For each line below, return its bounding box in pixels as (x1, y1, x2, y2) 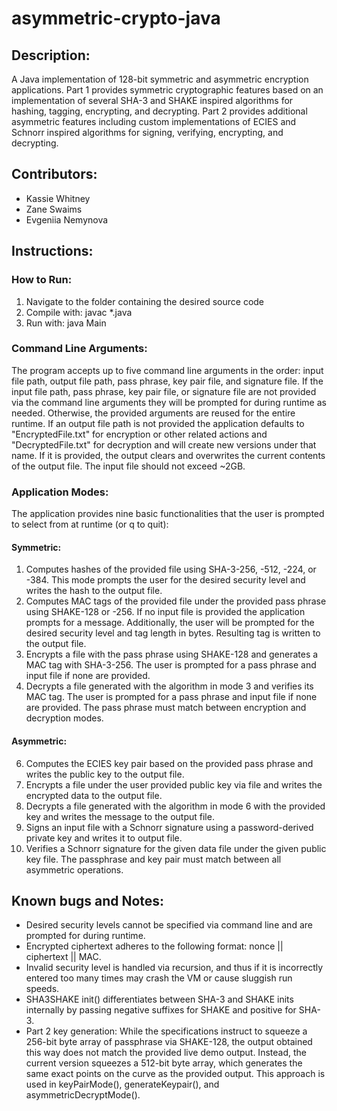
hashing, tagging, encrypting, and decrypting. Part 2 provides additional (11, 105, 308, 117)
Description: (11, 47, 91, 64)
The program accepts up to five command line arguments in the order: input (11, 364, 324, 376)
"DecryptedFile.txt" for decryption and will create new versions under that (11, 438, 317, 451)
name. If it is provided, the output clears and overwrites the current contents (11, 449, 326, 461)
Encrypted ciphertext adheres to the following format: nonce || (25, 940, 284, 952)
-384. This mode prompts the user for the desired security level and (25, 574, 306, 586)
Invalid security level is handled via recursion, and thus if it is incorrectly (25, 962, 324, 974)
